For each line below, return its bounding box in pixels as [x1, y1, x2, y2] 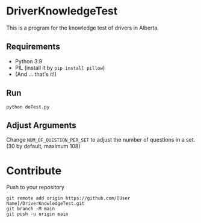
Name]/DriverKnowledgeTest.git [6, 201, 85, 207]
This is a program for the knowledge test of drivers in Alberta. [6, 24, 159, 31]
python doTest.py [6, 104, 50, 110]
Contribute [6, 164, 62, 177]
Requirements [6, 42, 60, 52]
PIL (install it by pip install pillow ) [14, 64, 105, 71]
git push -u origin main [6, 211, 69, 218]
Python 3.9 [14, 57, 43, 64]
